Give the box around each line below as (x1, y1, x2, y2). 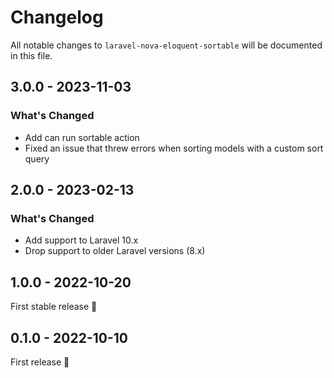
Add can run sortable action (24, 131, 140, 143)
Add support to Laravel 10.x (24, 234, 139, 246)
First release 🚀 (10, 356, 70, 368)
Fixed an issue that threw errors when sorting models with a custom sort (24, 142, 324, 154)
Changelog (10, 6, 104, 29)
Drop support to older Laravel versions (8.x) (24, 245, 206, 257)
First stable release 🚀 (10, 301, 98, 313)
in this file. (10, 49, 53, 61)
